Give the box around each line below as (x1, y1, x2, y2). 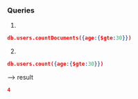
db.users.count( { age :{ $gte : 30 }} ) (7, 61, 104, 68)
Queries (7, 6, 35, 15)
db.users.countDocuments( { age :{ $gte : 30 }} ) (7, 35, 132, 42)
